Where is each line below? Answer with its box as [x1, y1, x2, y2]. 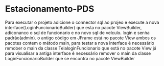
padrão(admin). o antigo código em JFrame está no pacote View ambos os [5, 35, 156, 41]
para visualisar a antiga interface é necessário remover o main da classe [5, 50, 151, 56]
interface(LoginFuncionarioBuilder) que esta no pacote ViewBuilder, [5, 24, 142, 30]
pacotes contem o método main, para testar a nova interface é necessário [5, 40, 154, 46]
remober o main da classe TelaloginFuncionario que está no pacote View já [5, 45, 157, 51]
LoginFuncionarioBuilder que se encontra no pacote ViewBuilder [5, 55, 136, 61]
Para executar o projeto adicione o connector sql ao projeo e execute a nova [5, 19, 159, 25]
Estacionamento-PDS [5, 3, 94, 15]
